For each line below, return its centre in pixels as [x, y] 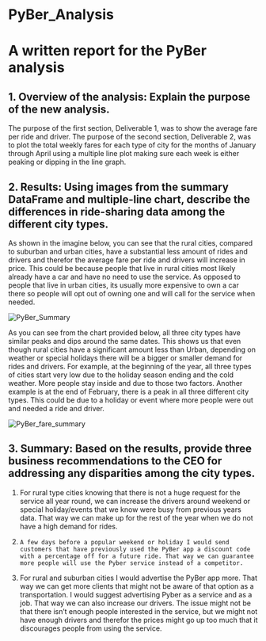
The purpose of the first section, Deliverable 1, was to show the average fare [133, 128]
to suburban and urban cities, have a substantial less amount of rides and [128, 252]
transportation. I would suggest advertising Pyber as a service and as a [136, 594]
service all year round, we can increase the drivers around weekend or [135, 501]
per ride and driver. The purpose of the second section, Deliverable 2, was [130, 137]
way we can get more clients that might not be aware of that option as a [137, 586]
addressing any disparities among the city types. [132, 473]
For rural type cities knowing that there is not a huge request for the [130, 492]
